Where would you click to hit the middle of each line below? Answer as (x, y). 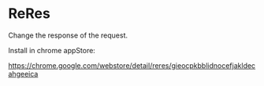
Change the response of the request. (68, 35)
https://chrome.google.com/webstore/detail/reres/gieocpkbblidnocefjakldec (132, 65)
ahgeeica (23, 73)
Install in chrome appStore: (52, 50)
